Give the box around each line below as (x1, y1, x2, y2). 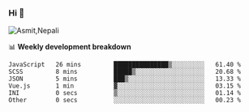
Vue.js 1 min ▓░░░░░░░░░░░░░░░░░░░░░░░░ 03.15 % (8, 82, 242, 90)
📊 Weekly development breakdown (8, 42, 131, 52)
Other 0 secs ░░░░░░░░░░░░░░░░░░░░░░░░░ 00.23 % (8, 97, 242, 105)
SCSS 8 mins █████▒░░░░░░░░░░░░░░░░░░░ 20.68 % (8, 68, 242, 76)
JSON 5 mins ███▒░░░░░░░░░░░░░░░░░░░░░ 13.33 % (8, 75, 242, 84)
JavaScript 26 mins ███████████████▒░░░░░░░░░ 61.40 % (8, 61, 242, 69)
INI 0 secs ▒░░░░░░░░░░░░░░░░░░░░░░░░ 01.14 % (8, 89, 242, 97)
